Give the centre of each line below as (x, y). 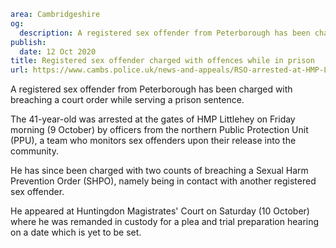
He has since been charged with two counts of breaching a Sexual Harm (159, 171)
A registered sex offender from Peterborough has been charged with (151, 89)
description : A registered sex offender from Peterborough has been (165, 33)
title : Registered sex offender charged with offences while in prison (162, 61)
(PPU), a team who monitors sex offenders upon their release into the (153, 141)
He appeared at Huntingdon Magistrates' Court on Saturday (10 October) (160, 211)
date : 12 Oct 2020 (58, 51)
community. (34, 151)
